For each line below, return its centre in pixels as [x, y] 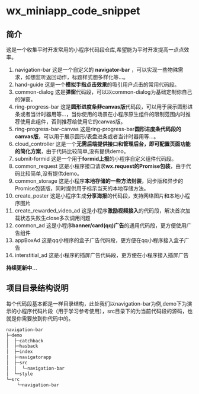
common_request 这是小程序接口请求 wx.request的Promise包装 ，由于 [100, 166]
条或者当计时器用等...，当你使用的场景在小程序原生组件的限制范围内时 [100, 114]
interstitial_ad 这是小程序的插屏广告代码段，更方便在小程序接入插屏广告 [102, 255]
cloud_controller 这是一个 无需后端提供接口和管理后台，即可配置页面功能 [102, 144]
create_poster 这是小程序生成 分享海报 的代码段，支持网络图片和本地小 [100, 196]
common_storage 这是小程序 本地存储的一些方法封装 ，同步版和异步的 [99, 181]
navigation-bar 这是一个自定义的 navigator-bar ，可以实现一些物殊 [97, 70]
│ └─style [20, 374]
